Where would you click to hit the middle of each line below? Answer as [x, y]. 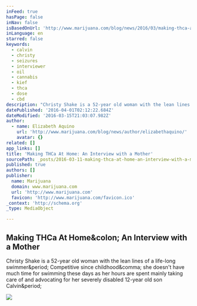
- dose [19, 94]
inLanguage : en [25, 34]
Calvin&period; [24, 285]
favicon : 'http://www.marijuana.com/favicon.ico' [73, 198]
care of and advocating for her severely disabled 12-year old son [84, 280]
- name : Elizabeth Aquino [43, 127]
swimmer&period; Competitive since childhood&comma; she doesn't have [95, 267]
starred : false [25, 39]
